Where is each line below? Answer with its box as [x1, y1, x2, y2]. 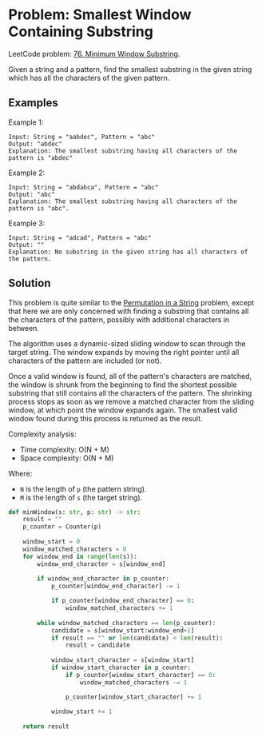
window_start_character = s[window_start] [50, 656, 195, 664]
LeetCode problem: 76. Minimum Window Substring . [8, 49, 181, 58]
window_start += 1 [50, 707, 113, 716]
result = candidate [65, 641, 130, 649]
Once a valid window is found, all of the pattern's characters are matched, [8, 371, 252, 380]
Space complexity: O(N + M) [19, 453, 114, 463]
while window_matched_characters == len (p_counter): [37, 619, 216, 627]
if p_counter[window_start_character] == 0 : [65, 671, 216, 679]
